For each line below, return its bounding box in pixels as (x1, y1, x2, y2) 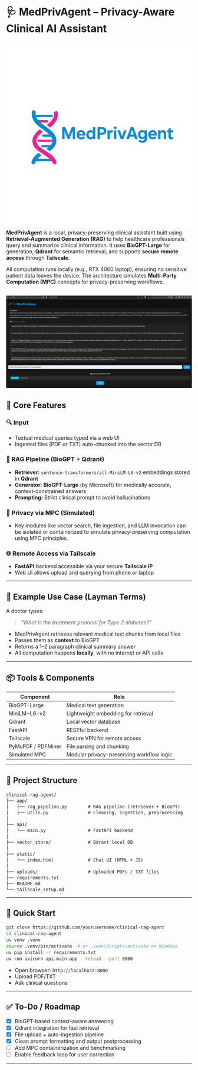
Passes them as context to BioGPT (14, 637, 100, 644)
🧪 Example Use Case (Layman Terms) (6, 592, 146, 602)
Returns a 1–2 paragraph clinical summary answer (14, 643, 136, 650)
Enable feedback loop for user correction (14, 1050, 115, 1058)
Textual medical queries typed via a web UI (14, 434, 120, 441)
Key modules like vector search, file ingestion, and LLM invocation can (14, 522, 186, 529)
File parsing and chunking (66, 743, 130, 750)
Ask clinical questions (14, 979, 68, 986)
